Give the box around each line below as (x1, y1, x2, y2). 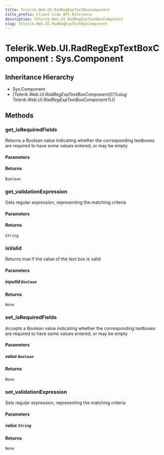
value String (5, 423, 32, 429)
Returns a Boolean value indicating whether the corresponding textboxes (5, 137, 155, 143)
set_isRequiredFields (5, 314, 57, 321)
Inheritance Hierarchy (5, 73, 75, 81)
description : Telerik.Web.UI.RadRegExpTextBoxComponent (5, 16, 123, 21)
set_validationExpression (5, 388, 67, 395)
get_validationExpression (5, 188, 68, 195)
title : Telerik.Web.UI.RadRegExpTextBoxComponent (5, 7, 110, 12)
